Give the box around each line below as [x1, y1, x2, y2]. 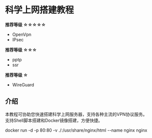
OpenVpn [12, 31, 32, 37]
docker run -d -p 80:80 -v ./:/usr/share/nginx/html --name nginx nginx [5, 127, 148, 133]
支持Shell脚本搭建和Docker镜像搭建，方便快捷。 [5, 117, 103, 123]
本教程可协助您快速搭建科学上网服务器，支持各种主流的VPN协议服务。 [5, 111, 148, 117]
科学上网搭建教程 [5, 4, 75, 16]
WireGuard [12, 82, 34, 87]
